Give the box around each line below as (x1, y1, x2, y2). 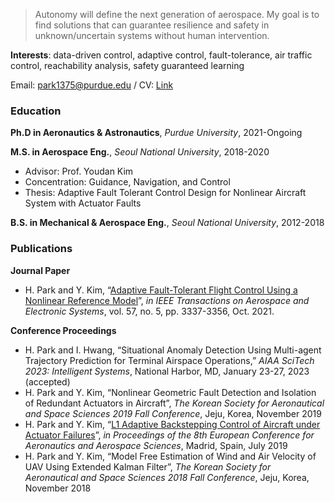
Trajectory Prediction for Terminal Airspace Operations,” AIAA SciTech (24, 354, 315, 366)
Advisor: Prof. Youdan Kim (24, 165, 134, 178)
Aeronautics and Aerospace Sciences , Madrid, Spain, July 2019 (24, 439, 288, 451)
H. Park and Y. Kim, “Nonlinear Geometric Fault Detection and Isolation (24, 386, 317, 398)
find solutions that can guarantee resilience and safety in (34, 19, 270, 31)
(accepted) (24, 375, 71, 388)
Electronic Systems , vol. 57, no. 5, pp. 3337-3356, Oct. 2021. (24, 305, 275, 317)
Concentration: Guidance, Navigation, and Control (24, 176, 231, 188)
